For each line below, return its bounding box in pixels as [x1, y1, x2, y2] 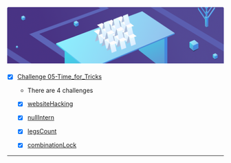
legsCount [27, 127, 57, 135]
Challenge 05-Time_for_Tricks [16, 73, 102, 81]
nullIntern [27, 113, 55, 122]
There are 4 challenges [27, 87, 93, 95]
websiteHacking [27, 100, 74, 108]
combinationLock [27, 141, 77, 149]
